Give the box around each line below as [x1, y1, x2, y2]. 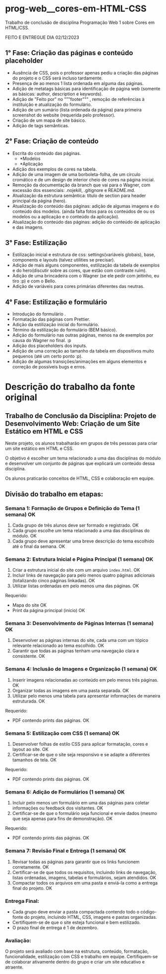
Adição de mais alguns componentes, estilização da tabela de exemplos [12, 262, 160, 268]
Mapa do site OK [12, 602, 47, 608]
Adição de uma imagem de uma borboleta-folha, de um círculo [12, 171, 141, 177]
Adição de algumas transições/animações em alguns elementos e [12, 358, 147, 364]
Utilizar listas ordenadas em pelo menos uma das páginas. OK [12, 583, 139, 589]
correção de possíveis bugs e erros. [12, 364, 86, 370]
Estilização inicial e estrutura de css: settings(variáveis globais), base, [12, 252, 156, 258]
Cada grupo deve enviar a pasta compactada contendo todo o [12, 908, 140, 915]
